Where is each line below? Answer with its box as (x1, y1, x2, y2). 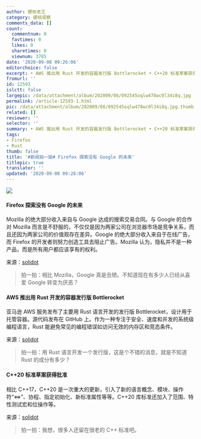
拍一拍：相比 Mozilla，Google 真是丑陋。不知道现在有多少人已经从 (20, 271, 185, 279)
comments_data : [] (6, 20, 52, 26)
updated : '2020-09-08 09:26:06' (6, 171, 87, 177)
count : (6, 25, 23, 32)
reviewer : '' (6, 115, 39, 121)
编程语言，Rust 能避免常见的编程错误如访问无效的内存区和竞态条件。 (6, 323, 176, 330)
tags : (6, 132, 20, 138)
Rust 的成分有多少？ (20, 356, 71, 363)
